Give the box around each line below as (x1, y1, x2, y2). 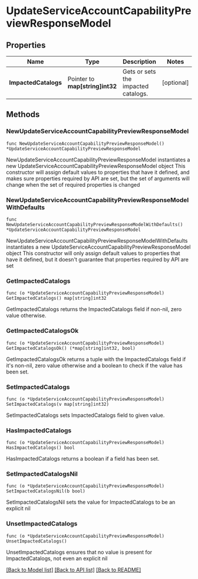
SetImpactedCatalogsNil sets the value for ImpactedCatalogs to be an (6, 499, 176, 506)
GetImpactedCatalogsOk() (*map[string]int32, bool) (6, 345, 136, 351)
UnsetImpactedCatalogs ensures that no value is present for (6, 548, 153, 555)
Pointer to (67, 75, 95, 83)
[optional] (161, 78, 189, 87)
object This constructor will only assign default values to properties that (6, 249, 181, 257)
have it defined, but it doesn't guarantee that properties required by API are (6, 256, 189, 263)
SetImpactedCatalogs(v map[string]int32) (6, 401, 110, 407)
